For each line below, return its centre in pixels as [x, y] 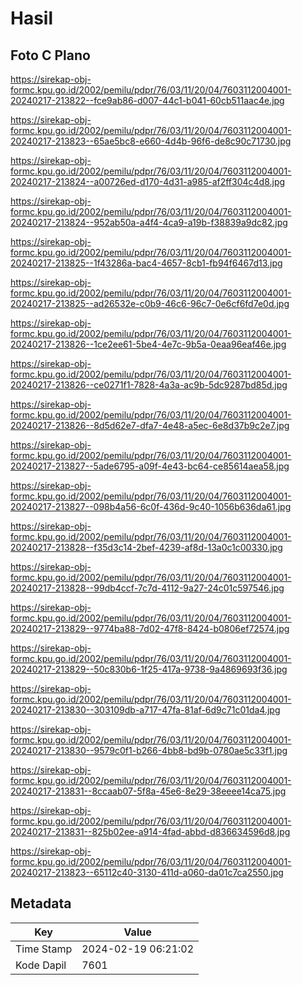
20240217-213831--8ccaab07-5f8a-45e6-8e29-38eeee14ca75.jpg [148, 791]
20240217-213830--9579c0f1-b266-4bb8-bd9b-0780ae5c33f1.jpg [149, 750]
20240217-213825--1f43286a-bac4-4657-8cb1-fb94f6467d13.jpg [146, 263]
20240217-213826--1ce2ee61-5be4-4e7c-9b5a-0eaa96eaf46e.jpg [148, 344]
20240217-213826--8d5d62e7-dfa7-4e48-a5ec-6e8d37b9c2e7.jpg [150, 425]
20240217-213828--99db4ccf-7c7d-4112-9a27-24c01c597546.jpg [147, 588]
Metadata [41, 903]
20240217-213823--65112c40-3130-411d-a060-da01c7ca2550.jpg [147, 872]
